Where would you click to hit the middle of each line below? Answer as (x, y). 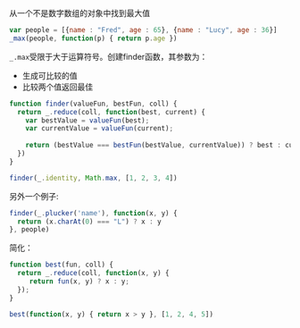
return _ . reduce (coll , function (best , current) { (111, 112)
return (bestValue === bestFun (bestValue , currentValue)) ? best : (153, 146)
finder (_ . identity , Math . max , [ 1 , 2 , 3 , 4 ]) (93, 178)
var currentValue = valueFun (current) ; (100, 129)
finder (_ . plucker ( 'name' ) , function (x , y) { (93, 213)
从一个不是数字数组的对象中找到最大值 (79, 13)
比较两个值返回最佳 (58, 87)
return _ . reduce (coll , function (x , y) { (93, 273)
